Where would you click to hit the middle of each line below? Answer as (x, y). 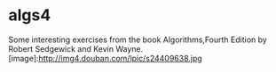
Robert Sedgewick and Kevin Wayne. (76, 48)
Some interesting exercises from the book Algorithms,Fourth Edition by (138, 40)
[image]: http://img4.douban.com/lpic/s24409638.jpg (106, 58)
